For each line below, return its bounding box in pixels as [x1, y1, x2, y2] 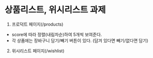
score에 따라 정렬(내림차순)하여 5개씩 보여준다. [11, 31, 102, 37]
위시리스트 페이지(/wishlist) [11, 48, 65, 54]
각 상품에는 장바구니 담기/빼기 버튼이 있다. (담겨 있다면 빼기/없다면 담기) [11, 37, 149, 43]
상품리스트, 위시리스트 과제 [4, 4, 106, 15]
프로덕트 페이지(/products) [11, 21, 64, 27]
